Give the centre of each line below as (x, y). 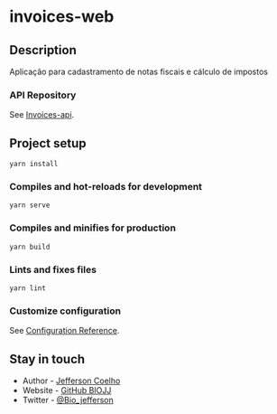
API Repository (43, 95)
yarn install (34, 165)
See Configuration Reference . (65, 331)
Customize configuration (65, 311)
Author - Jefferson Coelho (71, 381)
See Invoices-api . (42, 115)
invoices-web (62, 17)
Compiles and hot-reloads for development (106, 187)
